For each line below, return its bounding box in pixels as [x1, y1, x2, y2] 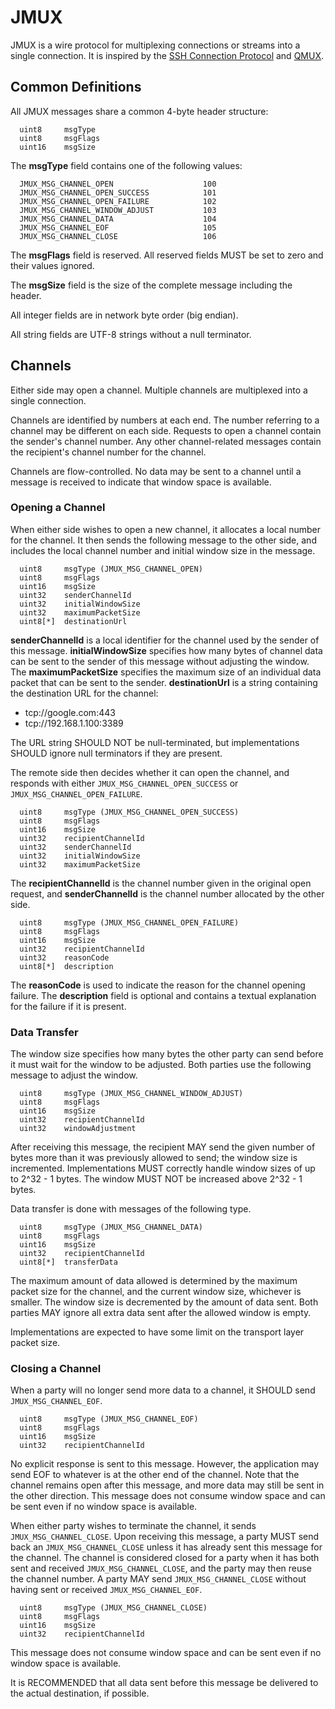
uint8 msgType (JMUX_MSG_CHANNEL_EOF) [19, 1414, 199, 1425]
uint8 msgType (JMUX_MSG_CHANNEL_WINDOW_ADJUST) [19, 1089, 244, 1099]
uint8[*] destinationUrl [19, 616, 128, 626]
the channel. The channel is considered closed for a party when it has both [10, 1552, 320, 1564]
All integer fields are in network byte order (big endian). [10, 309, 239, 321]
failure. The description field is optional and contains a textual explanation [10, 989, 317, 1001]
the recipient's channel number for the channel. [10, 446, 207, 458]
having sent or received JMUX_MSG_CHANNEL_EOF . [10, 1584, 203, 1596]
